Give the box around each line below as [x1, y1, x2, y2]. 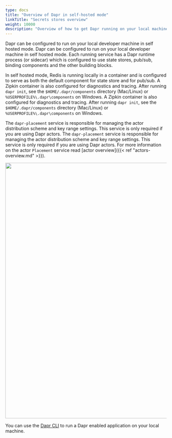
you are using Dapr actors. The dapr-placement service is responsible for [5, 131, 159, 137]
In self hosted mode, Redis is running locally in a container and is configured [5, 72, 167, 78]
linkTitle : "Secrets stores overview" [5, 17, 88, 22]
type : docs [5, 7, 29, 13]
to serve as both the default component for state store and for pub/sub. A [5, 78, 160, 84]
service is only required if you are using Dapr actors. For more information [5, 142, 162, 148]
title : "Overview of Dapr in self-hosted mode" [5, 12, 109, 17]
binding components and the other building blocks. [5, 62, 113, 68]
